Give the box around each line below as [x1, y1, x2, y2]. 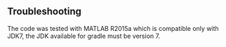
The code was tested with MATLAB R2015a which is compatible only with [7, 24, 219, 32]
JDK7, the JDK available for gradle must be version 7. [7, 32, 160, 40]
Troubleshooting [7, 6, 82, 18]
